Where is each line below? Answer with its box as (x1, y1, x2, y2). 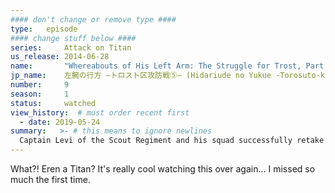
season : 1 (10, 89, 70, 99)
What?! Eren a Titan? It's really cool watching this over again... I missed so (10, 163, 316, 175)
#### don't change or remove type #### (10, 14, 177, 25)
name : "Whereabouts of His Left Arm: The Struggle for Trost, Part (10, 61, 325, 71)
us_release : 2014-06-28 (10, 52, 110, 62)
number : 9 (10, 80, 70, 90)
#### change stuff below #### (10, 33, 137, 43)
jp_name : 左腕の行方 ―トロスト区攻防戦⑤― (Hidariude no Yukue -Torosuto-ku (10, 71, 330, 81)
